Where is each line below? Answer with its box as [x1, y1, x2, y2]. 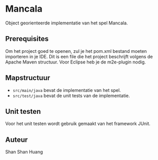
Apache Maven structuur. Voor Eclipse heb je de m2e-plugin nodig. [5, 59, 146, 65]
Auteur [5, 135, 28, 144]
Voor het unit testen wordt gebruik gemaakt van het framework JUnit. [5, 120, 151, 127]
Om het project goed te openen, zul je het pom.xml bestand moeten [5, 48, 147, 54]
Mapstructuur [5, 74, 50, 82]
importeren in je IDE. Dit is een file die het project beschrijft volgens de [5, 53, 153, 59]
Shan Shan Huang [5, 149, 43, 155]
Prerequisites [5, 35, 49, 43]
